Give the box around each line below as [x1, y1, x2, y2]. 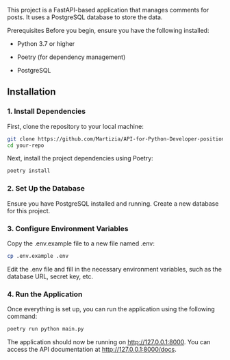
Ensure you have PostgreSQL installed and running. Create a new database [7, 199, 219, 208]
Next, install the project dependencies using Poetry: [7, 154, 154, 163]
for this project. [7, 206, 51, 215]
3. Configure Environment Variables [7, 224, 129, 233]
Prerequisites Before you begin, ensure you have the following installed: [7, 27, 209, 34]
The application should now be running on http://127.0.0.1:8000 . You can [7, 337, 211, 346]
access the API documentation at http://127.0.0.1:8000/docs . [7, 345, 177, 353]
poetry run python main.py [7, 326, 84, 333]
